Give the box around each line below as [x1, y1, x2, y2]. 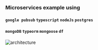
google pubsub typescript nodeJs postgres [5, 17, 93, 23]
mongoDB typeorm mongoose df [5, 29, 64, 34]
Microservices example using [5, 4, 81, 11]
